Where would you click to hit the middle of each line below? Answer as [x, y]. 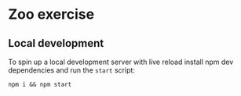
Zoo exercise [51, 14]
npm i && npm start [40, 84]
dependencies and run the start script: [72, 70]
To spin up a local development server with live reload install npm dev [121, 62]
